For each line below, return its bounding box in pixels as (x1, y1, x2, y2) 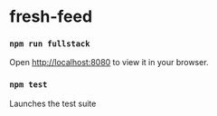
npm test (9, 80, 48, 90)
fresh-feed (9, 6, 93, 27)
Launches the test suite (9, 98, 97, 109)
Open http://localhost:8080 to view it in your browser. (9, 57, 210, 68)
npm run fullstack (9, 39, 90, 49)
